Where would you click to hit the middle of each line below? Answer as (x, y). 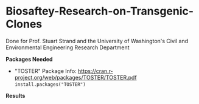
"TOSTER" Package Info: (45, 71)
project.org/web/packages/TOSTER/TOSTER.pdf (76, 77)
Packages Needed (29, 59)
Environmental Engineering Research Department (68, 47)
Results (16, 95)
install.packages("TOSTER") (50, 84)
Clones (24, 24)
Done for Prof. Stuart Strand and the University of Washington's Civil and (97, 41)
